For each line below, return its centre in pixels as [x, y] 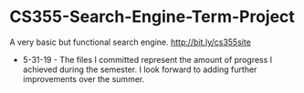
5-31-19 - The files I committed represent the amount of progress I [147, 59]
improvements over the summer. [84, 78]
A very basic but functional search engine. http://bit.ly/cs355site [130, 42]
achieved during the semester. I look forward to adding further [140, 69]
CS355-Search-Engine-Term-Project [152, 17]
